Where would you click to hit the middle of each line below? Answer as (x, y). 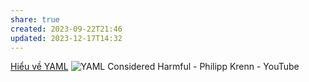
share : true (35, 19)
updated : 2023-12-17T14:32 (66, 38)
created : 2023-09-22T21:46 (66, 29)
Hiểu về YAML (39, 67)
